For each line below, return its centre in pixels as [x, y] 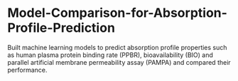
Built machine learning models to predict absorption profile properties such [117, 47]
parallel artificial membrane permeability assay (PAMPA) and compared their [119, 62]
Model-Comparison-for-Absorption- [117, 13]
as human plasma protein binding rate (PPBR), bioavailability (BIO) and [110, 55]
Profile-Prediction [61, 28]
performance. [27, 70]
